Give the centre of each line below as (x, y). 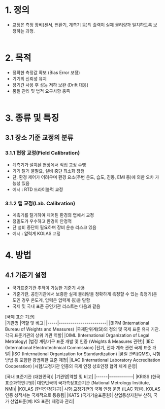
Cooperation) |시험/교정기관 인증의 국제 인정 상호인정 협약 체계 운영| (71, 366)
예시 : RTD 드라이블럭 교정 (37, 189)
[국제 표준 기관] (20, 317)
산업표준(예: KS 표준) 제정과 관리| (42, 401)
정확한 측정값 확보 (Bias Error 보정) (46, 73)
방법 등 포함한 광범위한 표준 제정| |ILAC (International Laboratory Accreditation (83, 360)
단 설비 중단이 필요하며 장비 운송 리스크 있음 (54, 227)
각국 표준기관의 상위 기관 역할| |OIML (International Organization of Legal (77, 335)
